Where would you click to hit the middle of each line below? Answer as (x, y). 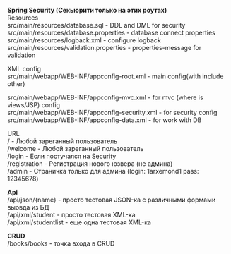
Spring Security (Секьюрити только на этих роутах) (87, 10)
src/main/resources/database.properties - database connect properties (111, 32)
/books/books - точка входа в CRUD (61, 243)
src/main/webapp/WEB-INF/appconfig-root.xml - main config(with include (115, 76)
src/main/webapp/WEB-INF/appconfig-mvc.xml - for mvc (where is (105, 97)
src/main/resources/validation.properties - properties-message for (105, 48)
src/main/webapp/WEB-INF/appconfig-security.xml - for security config (112, 113)
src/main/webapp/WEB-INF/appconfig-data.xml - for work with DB (105, 120)
